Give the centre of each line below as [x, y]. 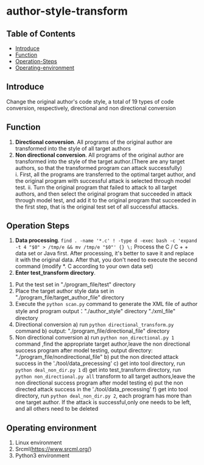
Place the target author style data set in [65, 291]
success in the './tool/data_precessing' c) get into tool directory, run [100, 363]
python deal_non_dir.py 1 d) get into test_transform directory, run [98, 370]
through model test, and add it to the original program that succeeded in [106, 200]
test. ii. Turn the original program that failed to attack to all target [96, 187]
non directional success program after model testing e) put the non [99, 383]
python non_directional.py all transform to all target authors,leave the [105, 377]
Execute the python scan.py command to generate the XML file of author [106, 304]
